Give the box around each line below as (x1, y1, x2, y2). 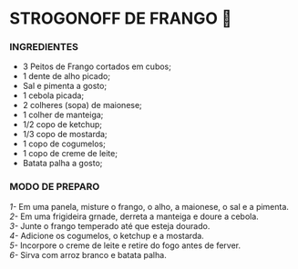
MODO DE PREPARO (9, 181, 100, 194)
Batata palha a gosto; (22, 158, 103, 169)
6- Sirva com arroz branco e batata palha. (9, 249, 167, 260)
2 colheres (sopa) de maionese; (22, 100, 143, 111)
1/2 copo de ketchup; (22, 119, 103, 130)
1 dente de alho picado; (22, 71, 111, 82)
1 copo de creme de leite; (22, 148, 118, 159)
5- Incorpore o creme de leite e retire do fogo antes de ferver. (9, 240, 241, 251)
